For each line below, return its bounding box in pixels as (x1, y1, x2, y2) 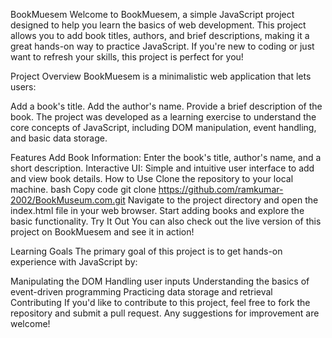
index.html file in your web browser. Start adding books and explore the (10, 205, 305, 216)
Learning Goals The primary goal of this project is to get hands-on (10, 245, 283, 257)
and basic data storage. (10, 132, 108, 144)
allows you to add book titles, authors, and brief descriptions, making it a (10, 30, 310, 41)
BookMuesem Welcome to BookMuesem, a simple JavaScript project (10, 9, 295, 20)
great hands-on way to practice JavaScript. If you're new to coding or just (10, 40, 315, 52)
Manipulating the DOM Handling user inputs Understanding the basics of (10, 275, 310, 287)
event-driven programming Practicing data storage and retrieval (10, 286, 273, 298)
